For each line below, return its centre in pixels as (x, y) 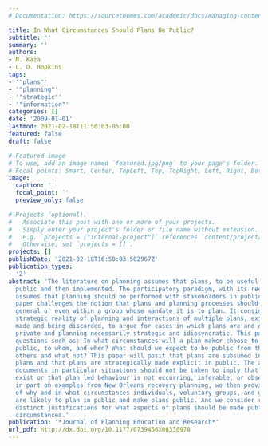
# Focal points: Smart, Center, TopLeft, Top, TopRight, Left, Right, (128, 171)
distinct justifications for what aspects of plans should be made (130, 408)
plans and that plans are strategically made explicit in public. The (135, 363)
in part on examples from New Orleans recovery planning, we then (128, 385)
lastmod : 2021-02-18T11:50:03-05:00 (69, 127)
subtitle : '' (30, 37)
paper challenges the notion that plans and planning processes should (137, 304)
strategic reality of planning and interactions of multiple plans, (132, 319)
